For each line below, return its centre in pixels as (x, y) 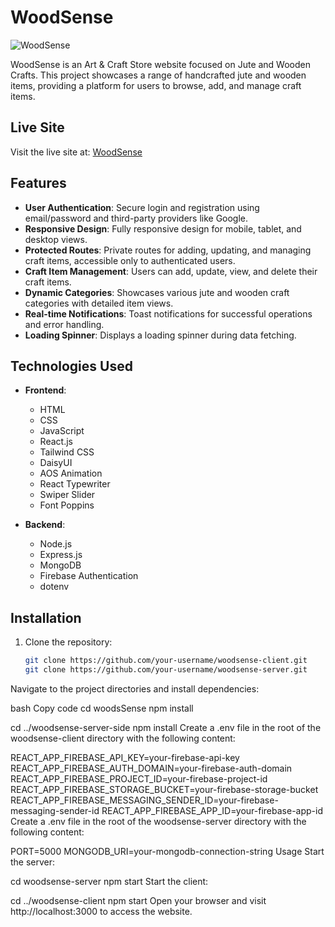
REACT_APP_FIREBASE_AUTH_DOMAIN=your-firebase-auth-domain (151, 768)
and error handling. (64, 324)
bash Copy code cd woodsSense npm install (102, 708)
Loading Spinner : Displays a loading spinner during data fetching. (160, 335)
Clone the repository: (68, 642)
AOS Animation (71, 473)
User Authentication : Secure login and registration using (142, 207)
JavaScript (62, 431)
